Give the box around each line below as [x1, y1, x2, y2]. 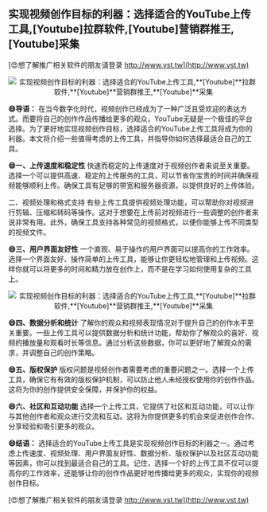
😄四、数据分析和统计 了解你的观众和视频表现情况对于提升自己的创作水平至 [8, 318, 254, 327]
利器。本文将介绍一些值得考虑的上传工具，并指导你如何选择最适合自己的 [8, 134, 245, 143]
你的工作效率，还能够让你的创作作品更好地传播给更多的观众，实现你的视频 [14, 468, 259, 478]
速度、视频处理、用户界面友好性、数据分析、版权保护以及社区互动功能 [29, 448, 259, 458]
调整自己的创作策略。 [29, 347, 99, 357]
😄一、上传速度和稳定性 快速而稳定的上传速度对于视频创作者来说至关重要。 [8, 160, 254, 170]
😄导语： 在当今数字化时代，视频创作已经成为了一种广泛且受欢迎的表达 [8, 104, 241, 113]
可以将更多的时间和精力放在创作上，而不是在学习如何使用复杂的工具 [29, 264, 252, 273]
